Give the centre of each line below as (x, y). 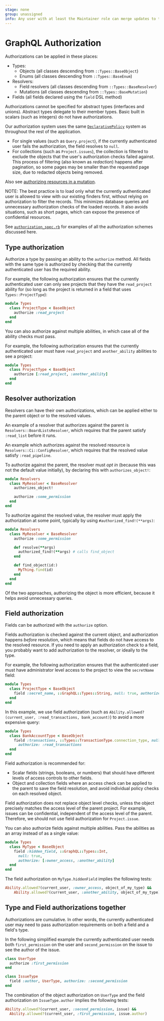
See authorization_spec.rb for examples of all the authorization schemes (79, 227)
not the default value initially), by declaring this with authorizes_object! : (78, 470)
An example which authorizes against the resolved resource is (68, 445)
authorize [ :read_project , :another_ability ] (61, 374)
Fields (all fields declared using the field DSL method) (67, 97)
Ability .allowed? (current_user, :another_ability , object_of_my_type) (87, 892)
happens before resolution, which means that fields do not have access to (80, 640)
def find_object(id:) (36, 566)
